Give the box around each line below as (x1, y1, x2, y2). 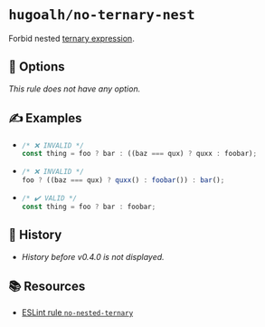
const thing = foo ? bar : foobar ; (21, 202, 156, 211)
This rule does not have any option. (8, 83, 141, 94)
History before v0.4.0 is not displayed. (21, 251, 165, 262)
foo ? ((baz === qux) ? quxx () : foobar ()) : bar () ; (21, 176, 225, 185)
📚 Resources (8, 279, 86, 294)
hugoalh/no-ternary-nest (8, 6, 195, 24)
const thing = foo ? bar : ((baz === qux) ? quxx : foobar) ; (21, 149, 258, 159)
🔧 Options (8, 59, 65, 74)
